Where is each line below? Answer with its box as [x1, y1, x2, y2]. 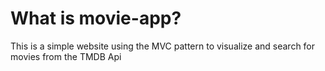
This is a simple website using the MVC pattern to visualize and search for [10, 40, 316, 52]
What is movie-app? [10, 7, 182, 30]
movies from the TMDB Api [10, 50, 122, 62]
